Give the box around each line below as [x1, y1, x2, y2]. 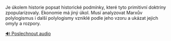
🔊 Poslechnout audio [5, 30, 51, 36]
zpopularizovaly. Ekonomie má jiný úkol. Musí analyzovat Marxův [5, 10, 143, 16]
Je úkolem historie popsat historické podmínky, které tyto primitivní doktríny [5, 5, 166, 10]
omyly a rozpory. [5, 20, 41, 26]
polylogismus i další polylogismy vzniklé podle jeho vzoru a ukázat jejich [5, 15, 158, 21]
